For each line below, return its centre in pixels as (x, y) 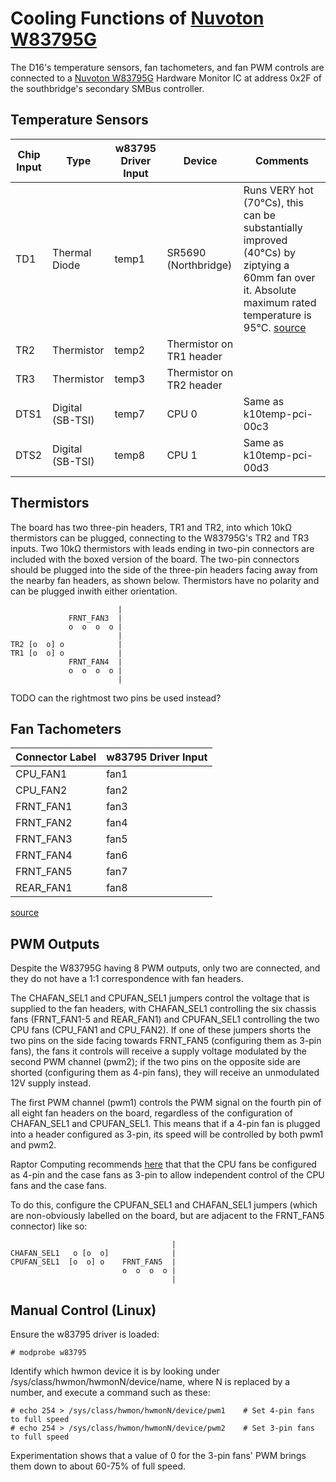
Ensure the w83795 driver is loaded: (85, 1334)
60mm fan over (279, 277)
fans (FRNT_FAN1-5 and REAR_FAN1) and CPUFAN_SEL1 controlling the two (165, 1019)
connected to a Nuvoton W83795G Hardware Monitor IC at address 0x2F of (166, 78)
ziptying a (266, 265)
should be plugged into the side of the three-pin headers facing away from (164, 569)
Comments (281, 160)
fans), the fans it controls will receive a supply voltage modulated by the (158, 1051)
